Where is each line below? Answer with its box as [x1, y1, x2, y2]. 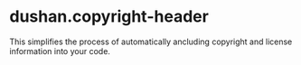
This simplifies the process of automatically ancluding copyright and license [9, 36, 293, 47]
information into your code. [9, 45, 111, 56]
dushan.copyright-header [9, 6, 210, 27]
